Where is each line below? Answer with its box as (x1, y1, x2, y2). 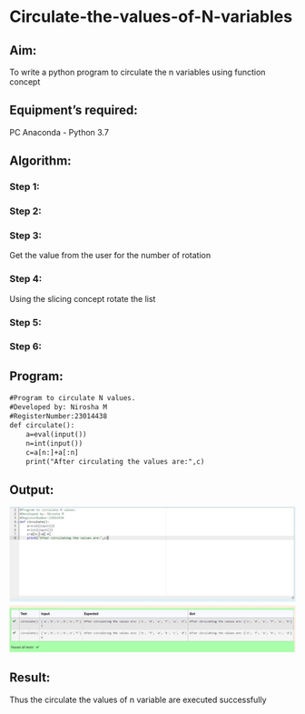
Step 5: (9, 316, 43, 328)
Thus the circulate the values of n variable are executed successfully (9, 694, 267, 705)
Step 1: (9, 180, 40, 193)
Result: (9, 670, 51, 686)
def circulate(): (9, 421, 75, 430)
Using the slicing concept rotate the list (9, 293, 156, 304)
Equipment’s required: (9, 103, 138, 118)
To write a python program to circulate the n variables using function (9, 66, 266, 77)
